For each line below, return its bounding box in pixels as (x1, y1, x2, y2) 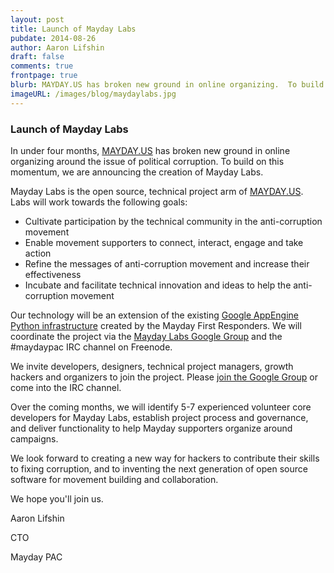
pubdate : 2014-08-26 (10, 33, 97, 43)
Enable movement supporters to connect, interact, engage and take (24, 236, 304, 248)
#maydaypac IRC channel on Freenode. (10, 341, 173, 353)
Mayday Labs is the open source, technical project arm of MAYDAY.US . (10, 185, 304, 197)
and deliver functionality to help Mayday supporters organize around (10, 422, 293, 434)
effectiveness (24, 268, 82, 280)
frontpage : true (10, 71, 78, 81)
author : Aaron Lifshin (10, 42, 105, 53)
